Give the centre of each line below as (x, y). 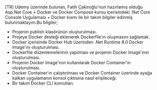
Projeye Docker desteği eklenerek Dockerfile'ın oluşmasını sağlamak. (81, 37)
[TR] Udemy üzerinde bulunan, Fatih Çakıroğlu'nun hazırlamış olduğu (74, 7)
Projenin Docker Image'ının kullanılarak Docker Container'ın (71, 63)
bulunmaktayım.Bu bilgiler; (31, 22)
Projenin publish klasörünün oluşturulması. (54, 32)
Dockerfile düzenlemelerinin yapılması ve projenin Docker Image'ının (80, 52)
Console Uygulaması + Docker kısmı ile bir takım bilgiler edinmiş (69, 17)
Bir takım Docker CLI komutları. (43, 83)
